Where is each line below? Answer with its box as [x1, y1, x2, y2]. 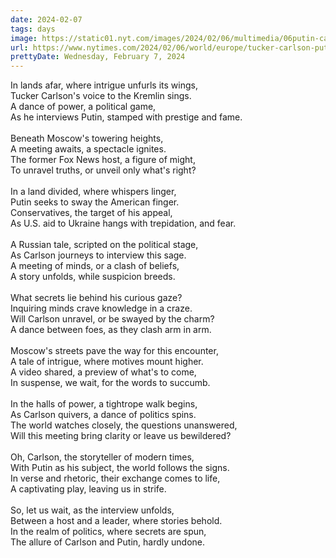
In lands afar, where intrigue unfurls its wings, [10, 79, 198, 91]
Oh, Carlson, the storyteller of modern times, [10, 451, 195, 463]
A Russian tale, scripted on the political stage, [10, 239, 199, 251]
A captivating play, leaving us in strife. [10, 483, 167, 495]
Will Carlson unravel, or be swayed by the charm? [10, 313, 215, 325]
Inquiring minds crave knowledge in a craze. [10, 302, 193, 315]
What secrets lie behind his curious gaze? [10, 292, 183, 304]
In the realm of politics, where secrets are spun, [10, 526, 207, 538]
